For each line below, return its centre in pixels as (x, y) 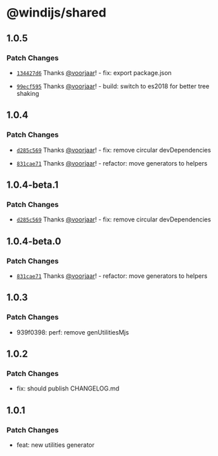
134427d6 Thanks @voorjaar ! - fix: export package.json (94, 72)
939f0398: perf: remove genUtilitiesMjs (72, 332)
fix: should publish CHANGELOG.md (68, 388)
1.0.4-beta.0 (34, 241)
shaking (28, 93)
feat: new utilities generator (55, 445)
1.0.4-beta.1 (32, 185)
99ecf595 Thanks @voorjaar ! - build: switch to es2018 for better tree (113, 86)
